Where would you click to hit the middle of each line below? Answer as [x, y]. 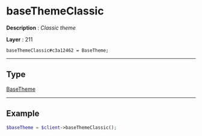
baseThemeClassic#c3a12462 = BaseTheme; [58, 50]
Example [23, 113]
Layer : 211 [20, 39]
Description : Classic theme [41, 28]
